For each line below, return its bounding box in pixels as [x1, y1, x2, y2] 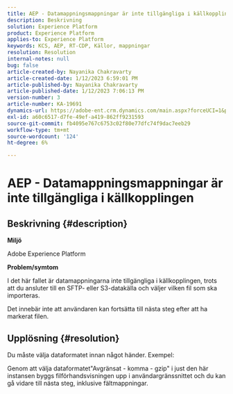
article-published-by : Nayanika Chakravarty [7, 81, 138, 88]
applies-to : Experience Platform [7, 36, 104, 43]
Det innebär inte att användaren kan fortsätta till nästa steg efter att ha [7, 305, 208, 313]
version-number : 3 [7, 95, 60, 101]
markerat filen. [7, 312, 49, 320]
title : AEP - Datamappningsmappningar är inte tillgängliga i [7, 10, 191, 17]
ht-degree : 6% [7, 140, 49, 147]
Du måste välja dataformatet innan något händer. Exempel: [7, 350, 175, 359]
